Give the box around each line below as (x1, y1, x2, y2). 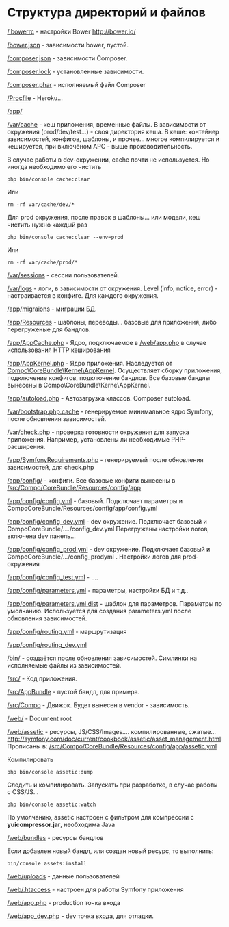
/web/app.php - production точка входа (7, 898, 121, 906)
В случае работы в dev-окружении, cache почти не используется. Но (7, 155, 210, 164)
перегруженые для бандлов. (7, 325, 91, 333)
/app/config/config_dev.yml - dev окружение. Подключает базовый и (7, 517, 207, 525)
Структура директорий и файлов (7, 5, 206, 21)
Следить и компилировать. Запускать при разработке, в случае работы (7, 780, 218, 789)
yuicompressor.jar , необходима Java (7, 820, 116, 828)
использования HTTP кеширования (7, 346, 111, 354)
